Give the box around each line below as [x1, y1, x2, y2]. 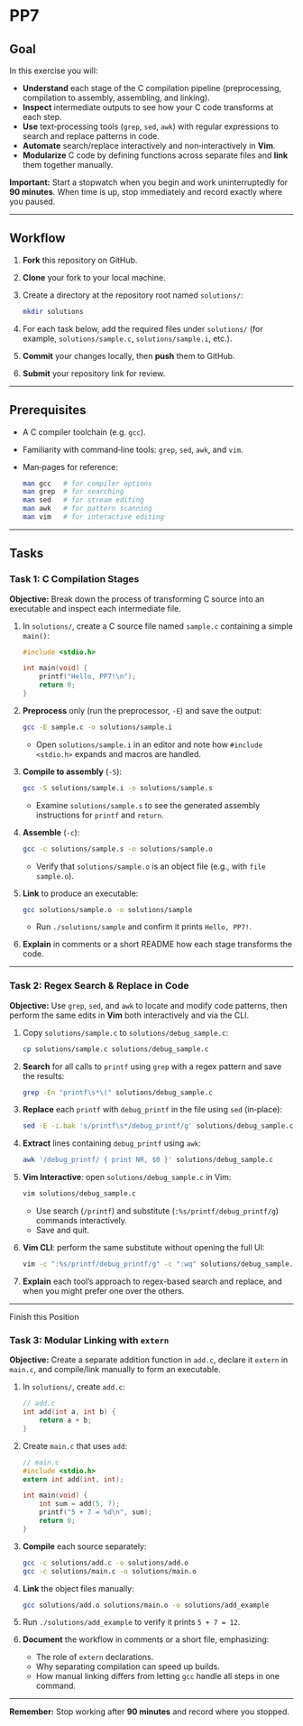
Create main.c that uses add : [22, 1440, 128, 1451]
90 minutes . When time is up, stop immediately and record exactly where [9, 187, 282, 197]
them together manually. [22, 160, 114, 170]
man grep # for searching [22, 487, 124, 496]
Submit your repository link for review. [22, 367, 166, 379]
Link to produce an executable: [22, 888, 139, 899]
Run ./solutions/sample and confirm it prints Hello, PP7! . [35, 921, 252, 932]
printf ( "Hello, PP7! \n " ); [39, 672, 137, 681]
